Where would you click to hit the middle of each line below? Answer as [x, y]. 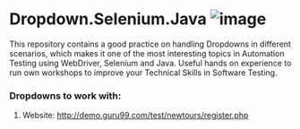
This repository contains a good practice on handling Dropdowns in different [150, 44]
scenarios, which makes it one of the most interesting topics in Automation [147, 53]
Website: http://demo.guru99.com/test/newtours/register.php [135, 116]
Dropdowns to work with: [65, 96]
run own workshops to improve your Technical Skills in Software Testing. [143, 73]
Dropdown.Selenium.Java [108, 19]
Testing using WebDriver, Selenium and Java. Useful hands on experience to [150, 63]
